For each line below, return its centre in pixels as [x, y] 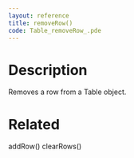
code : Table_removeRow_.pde [55, 30]
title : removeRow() [41, 23]
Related [34, 124]
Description [48, 70]
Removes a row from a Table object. [67, 92]
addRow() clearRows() [45, 146]
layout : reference [39, 16]
